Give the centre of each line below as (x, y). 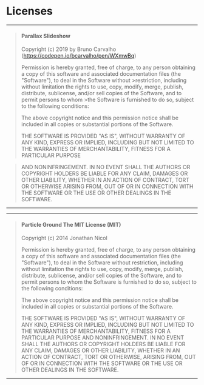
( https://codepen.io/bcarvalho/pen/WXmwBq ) (79, 56)
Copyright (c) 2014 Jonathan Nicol (64, 238)
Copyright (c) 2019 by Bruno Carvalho (69, 49)
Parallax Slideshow (46, 36)
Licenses (30, 11)
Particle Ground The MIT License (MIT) (71, 224)
